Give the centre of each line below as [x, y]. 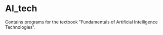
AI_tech [21, 9]
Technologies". [20, 27]
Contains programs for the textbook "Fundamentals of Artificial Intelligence [81, 22]
